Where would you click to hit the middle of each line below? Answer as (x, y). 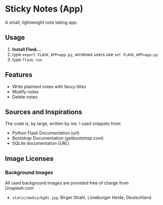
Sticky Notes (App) (44, 9)
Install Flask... (26, 49)
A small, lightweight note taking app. (41, 22)
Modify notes (25, 92)
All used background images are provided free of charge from (67, 183)
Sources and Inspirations (44, 112)
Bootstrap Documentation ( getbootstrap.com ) (58, 138)
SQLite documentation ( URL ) (41, 143)
